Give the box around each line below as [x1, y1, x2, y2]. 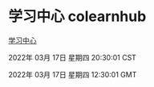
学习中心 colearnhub [8, 7, 147, 26]
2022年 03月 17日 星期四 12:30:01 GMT [8, 69, 137, 79]
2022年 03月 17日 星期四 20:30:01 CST [8, 52, 136, 62]
